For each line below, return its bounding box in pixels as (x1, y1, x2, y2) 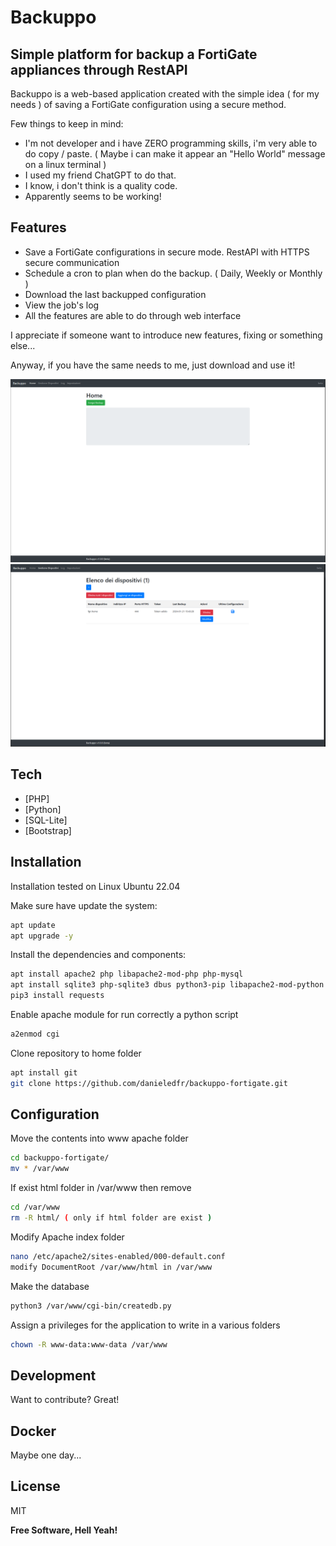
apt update (10, 920, 56, 930)
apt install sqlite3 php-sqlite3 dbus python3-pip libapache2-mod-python (10, 980, 325, 990)
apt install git (10, 1067, 78, 1078)
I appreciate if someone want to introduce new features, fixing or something (10, 329, 323, 341)
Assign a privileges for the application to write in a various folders (10, 1319, 281, 1331)
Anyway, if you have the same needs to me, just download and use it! (10, 359, 296, 371)
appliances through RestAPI (10, 61, 188, 78)
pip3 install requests (10, 991, 105, 1001)
